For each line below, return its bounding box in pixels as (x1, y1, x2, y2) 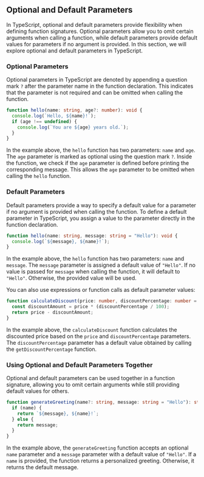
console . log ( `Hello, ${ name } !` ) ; (12, 113, 97, 119)
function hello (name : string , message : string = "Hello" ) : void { (6, 233, 178, 239)
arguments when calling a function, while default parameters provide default (6, 34, 198, 41)
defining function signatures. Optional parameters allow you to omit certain (6, 27, 194, 35)
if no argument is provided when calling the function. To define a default (6, 208, 187, 215)
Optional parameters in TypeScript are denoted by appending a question (6, 76, 188, 83)
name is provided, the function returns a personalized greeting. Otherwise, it (6, 457, 194, 465)
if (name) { (12, 405, 42, 411)
